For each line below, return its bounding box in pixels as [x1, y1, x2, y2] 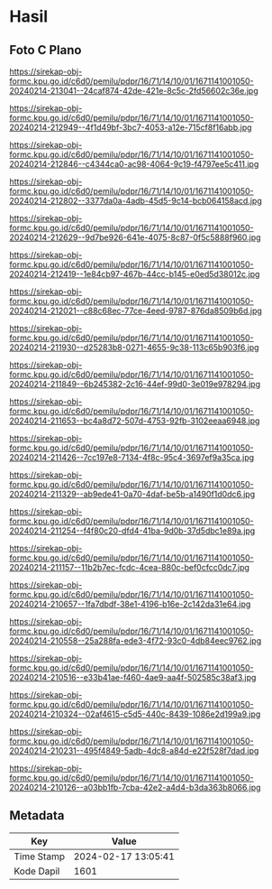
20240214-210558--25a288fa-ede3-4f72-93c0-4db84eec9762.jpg [9, 635, 262, 646]
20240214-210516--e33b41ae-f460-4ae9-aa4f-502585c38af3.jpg [9, 672, 257, 682]
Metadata [9, 808, 65, 823]
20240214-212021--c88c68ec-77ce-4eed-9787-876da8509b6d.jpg [9, 305, 263, 316]
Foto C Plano [9, 42, 82, 58]
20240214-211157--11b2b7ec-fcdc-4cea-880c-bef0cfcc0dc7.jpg [9, 562, 250, 572]
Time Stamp [14, 850, 66, 863]
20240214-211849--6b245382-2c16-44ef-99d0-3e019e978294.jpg [9, 379, 261, 389]
